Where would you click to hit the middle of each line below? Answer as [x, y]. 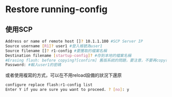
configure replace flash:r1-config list [49, 85]
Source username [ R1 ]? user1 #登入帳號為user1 [54, 46]
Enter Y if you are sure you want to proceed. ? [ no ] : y [67, 90]
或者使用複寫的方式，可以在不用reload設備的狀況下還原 [63, 75]
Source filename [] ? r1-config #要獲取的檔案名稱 [56, 51]
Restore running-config [56, 9]
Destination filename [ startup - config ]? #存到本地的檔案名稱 [68, 55]
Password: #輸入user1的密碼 [33, 65]
